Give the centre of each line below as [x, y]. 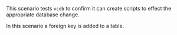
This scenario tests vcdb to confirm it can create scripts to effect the [89, 8]
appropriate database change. [43, 15]
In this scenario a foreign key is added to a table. [65, 26]
